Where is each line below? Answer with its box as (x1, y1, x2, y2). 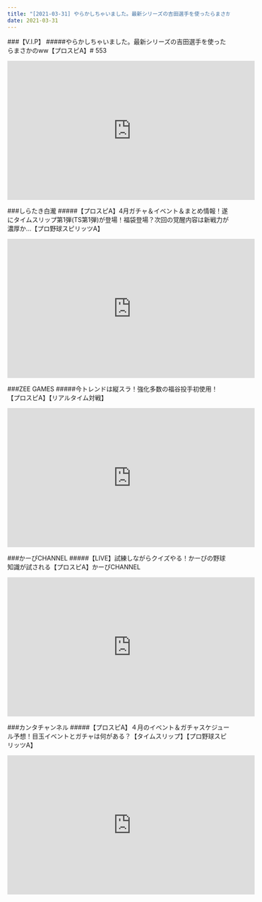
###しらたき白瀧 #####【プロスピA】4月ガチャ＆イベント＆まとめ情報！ (7, 206, 222, 215)
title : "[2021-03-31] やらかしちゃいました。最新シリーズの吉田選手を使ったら (7, 10, 215, 18)
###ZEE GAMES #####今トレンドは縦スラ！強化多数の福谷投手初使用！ (7, 385, 218, 393)
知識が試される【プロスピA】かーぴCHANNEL (7, 563, 141, 571)
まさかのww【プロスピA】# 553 (13, 46, 107, 54)
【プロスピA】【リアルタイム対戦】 (7, 393, 108, 402)
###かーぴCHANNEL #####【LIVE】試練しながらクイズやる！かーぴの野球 (7, 553, 226, 562)
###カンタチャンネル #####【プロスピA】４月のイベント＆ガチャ (7, 722, 199, 732)
